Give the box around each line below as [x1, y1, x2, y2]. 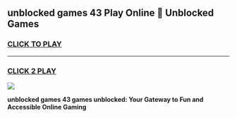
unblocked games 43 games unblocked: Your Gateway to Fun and [7, 95, 204, 103]
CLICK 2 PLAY [7, 66, 56, 76]
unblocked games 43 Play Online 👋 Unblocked [7, 7, 214, 19]
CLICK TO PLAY [7, 40, 62, 49]
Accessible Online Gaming [7, 102, 87, 111]
